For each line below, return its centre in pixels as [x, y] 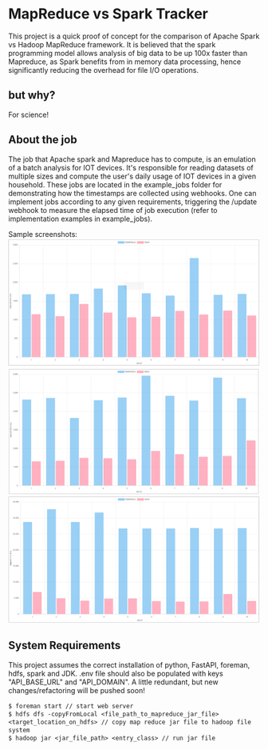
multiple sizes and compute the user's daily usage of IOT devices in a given [132, 176]
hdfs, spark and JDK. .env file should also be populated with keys [116, 673]
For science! [29, 114]
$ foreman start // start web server [71, 706]
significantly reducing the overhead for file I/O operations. [104, 70]
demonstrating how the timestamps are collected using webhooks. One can [132, 193]
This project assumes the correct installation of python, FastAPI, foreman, [129, 664]
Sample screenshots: [43, 234]
